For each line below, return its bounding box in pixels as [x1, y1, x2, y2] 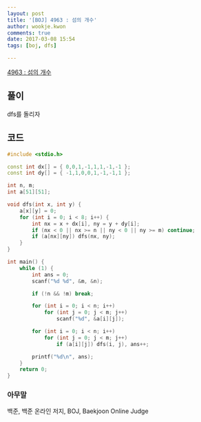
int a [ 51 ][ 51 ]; [7, 189, 51, 195]
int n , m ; [7, 182, 36, 189]
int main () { [7, 258, 45, 265]
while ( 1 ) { [19, 265, 54, 271]
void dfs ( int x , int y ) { [7, 201, 81, 208]
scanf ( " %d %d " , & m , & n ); [32, 278, 103, 285]
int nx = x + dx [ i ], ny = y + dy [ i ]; [32, 220, 140, 227]
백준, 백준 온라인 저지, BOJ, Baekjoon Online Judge [7, 407, 149, 415]
